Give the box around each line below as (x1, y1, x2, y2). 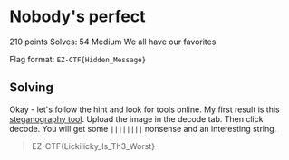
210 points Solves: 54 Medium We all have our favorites (9, 36, 217, 47)
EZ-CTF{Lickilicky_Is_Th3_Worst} (31, 140, 156, 151)
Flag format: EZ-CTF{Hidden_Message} (9, 53, 147, 64)
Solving (9, 80, 54, 96)
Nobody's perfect (9, 6, 146, 27)
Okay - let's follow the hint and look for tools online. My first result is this (9, 104, 281, 115)
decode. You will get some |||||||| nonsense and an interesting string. (9, 123, 277, 134)
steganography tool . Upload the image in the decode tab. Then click (9, 113, 264, 124)
